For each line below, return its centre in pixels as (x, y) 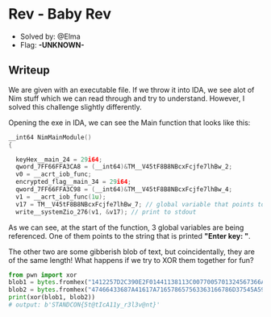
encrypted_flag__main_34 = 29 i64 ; (73, 182)
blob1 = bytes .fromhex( (48, 282)
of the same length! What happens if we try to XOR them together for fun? (131, 260)
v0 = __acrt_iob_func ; (54, 174)
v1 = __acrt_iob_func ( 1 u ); (61, 197)
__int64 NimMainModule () (50, 137)
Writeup (29, 71)
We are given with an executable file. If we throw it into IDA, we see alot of (131, 90)
